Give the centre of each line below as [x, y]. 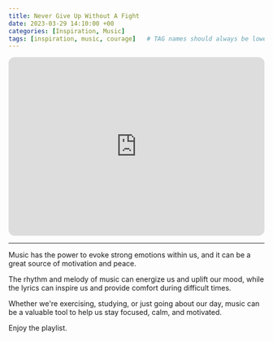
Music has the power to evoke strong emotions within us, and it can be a [130, 255]
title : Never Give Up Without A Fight [74, 16]
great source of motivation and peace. [72, 264]
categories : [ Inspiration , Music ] [67, 31]
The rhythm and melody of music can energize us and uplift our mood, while [136, 279]
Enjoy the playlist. [38, 328]
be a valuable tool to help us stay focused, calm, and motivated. [115, 313]
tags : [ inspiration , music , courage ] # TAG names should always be [129, 39]
